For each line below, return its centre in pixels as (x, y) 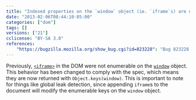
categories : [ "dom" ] (31, 22)
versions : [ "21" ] (27, 33)
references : (20, 44)
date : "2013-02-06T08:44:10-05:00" (49, 17)
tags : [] (17, 28)
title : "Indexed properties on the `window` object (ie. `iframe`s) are (96, 11)
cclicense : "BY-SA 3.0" (35, 38)
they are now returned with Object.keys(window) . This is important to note (95, 78)
